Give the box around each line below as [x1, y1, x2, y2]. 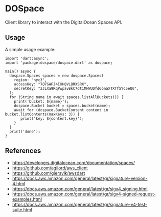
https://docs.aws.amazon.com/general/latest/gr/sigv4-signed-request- [12, 191, 156, 197]
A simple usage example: [5, 46, 56, 52]
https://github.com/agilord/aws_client [12, 165, 88, 171]
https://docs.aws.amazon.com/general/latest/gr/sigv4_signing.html [12, 186, 148, 191]
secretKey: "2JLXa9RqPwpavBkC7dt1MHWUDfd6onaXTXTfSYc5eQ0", [14, 86, 139, 91]
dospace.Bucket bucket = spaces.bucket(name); [14, 103, 111, 108]
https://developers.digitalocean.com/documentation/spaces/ [12, 160, 135, 165]
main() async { [5, 69, 36, 74]
